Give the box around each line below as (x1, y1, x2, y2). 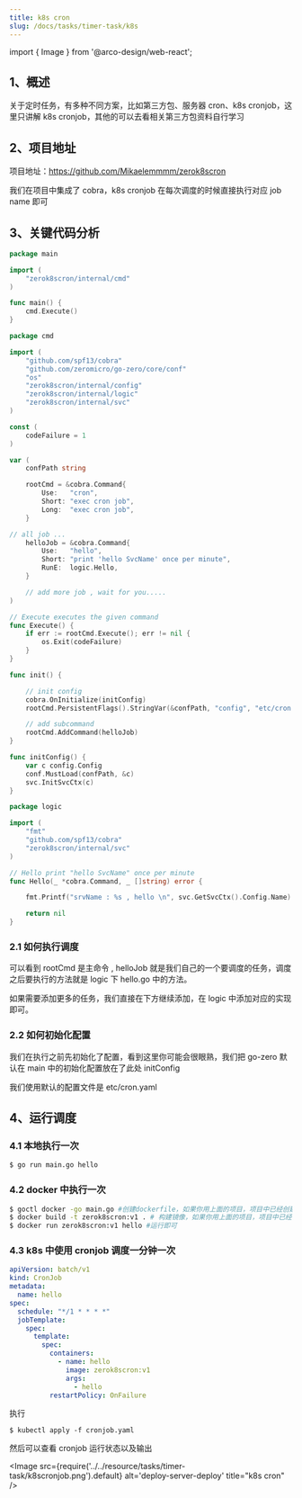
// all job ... (9, 530, 67, 539)
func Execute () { (9, 621, 75, 630)
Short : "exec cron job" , (41, 497, 135, 507)
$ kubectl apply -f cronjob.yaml (9, 1426, 135, 1435)
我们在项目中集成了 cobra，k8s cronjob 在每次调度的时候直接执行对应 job (9, 185, 281, 196)
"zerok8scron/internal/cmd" (25, 274, 130, 283)
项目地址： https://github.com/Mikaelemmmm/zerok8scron (9, 166, 226, 176)
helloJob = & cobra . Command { (25, 538, 130, 547)
